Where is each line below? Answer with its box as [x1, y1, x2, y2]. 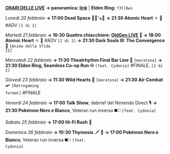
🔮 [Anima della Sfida [5, 43, 51, 49]
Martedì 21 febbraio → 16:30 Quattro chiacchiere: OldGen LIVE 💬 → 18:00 [5, 32, 161, 38]
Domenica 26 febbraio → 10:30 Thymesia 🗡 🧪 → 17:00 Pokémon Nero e [5, 129, 159, 135]
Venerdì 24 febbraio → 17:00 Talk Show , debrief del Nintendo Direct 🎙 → [5, 100, 157, 106]
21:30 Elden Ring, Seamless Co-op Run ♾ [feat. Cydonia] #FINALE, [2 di [5, 62, 163, 68]
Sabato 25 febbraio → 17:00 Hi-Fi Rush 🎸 [5, 119, 92, 125]
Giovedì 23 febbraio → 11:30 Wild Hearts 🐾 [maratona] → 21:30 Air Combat [5, 76, 163, 83]
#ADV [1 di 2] [5, 22, 37, 28]
